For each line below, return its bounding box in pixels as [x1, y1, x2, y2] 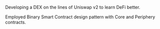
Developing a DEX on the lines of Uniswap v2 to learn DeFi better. [5, 4, 140, 10]
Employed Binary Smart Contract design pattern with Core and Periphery [5, 14, 155, 19]
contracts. [5, 19, 26, 25]
